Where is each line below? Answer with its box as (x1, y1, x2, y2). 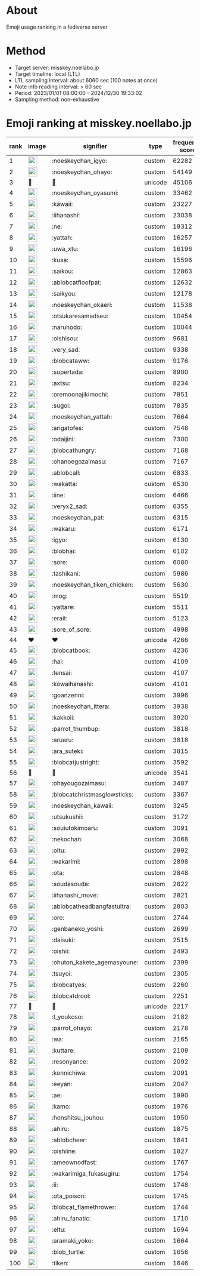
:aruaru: (51, 736, 74, 744)
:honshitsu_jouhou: (51, 1113, 105, 1121)
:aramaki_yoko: (51, 1237, 93, 1245)
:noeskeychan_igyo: (51, 156, 108, 165)
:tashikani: (51, 569, 80, 577)
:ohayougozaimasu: (51, 779, 107, 787)
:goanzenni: (51, 691, 85, 699)
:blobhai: (51, 547, 76, 555)
